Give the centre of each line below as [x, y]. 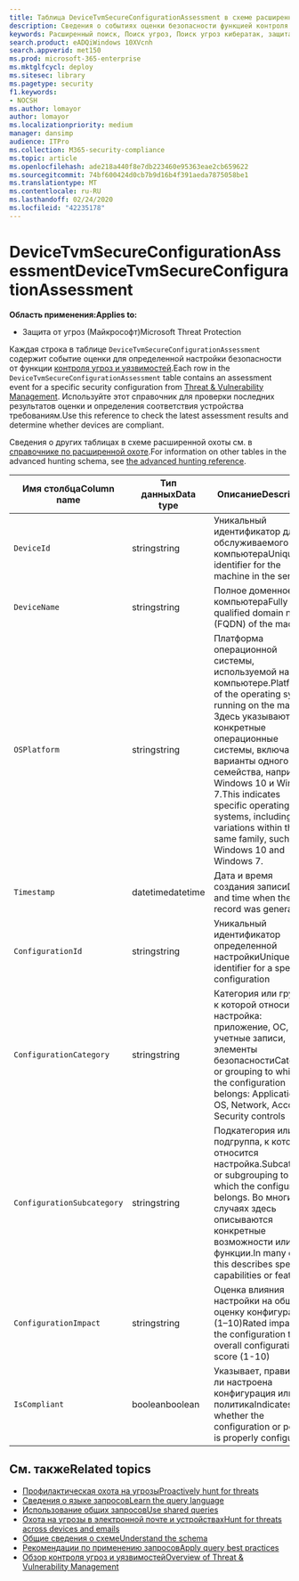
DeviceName [36, 607]
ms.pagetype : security [51, 84]
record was [237, 909]
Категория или [245, 993]
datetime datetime [169, 892]
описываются [243, 1219]
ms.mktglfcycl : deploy [51, 68]
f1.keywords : [33, 92]
